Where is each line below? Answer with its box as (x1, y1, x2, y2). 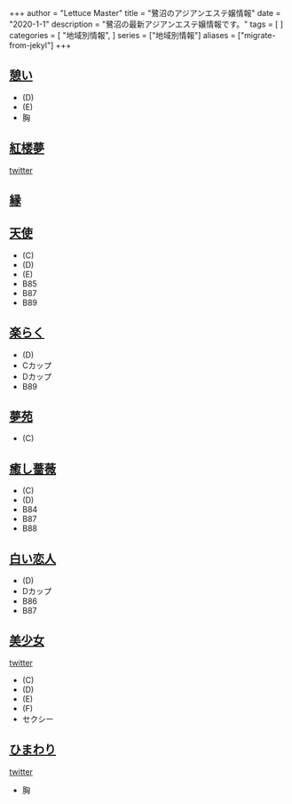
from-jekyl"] (9, 40, 54, 51)
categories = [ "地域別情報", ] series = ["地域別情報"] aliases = (9, 30, 236, 40)
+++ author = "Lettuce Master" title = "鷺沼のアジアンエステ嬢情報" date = (9, 8, 281, 18)
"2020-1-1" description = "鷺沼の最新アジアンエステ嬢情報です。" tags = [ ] (9, 19, 284, 29)
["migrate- (237, 30, 276, 40)
